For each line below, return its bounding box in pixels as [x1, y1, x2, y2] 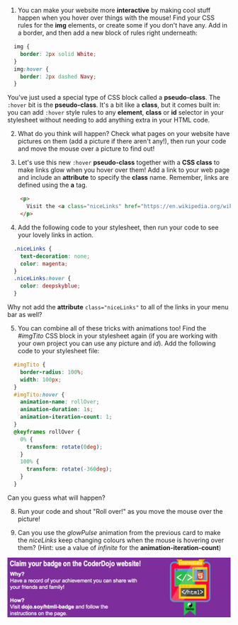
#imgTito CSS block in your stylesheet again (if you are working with [17, 332, 218, 340]
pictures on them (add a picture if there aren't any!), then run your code [17, 137, 227, 146]
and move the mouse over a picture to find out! [17, 144, 155, 153]
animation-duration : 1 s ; [20, 406, 93, 413]
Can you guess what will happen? [7, 493, 106, 502]
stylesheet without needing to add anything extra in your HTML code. [7, 116, 210, 125]
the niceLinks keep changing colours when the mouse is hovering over [17, 536, 225, 544]
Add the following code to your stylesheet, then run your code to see [17, 223, 219, 231]
